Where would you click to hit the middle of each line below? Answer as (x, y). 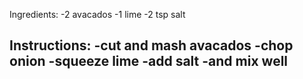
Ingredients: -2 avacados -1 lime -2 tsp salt (97, 14)
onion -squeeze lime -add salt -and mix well (149, 61)
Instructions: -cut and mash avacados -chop (151, 45)
